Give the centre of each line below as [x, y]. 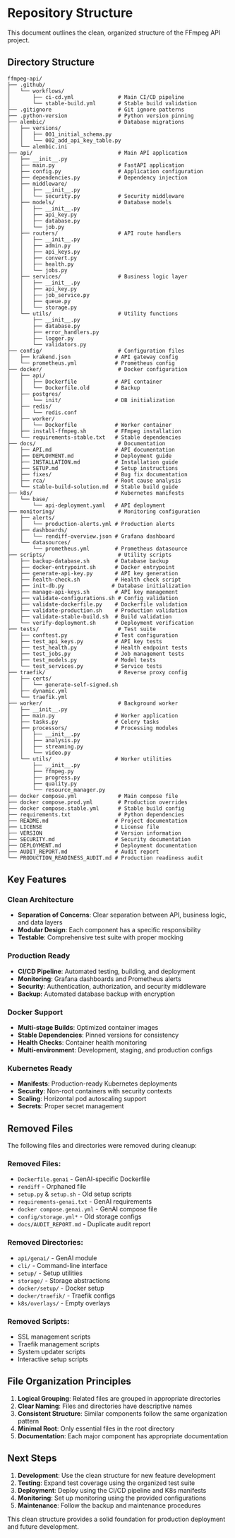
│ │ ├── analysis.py [44, 740]
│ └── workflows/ [36, 91]
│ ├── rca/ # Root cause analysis [94, 481]
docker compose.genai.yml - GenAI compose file [87, 1209]
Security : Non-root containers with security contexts [95, 1091]
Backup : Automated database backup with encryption [96, 994]
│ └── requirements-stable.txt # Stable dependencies [94, 437]
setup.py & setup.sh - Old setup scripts [74, 1194]
